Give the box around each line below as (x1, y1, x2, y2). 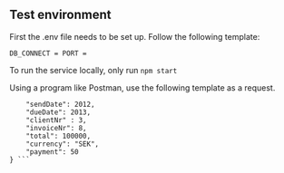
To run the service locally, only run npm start (9, 64, 178, 75)
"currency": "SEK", (25, 139, 100, 149)
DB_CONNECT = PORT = (9, 49, 88, 58)
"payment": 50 (25, 147, 79, 157)
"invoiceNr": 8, (25, 123, 88, 132)
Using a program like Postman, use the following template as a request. (9, 82, 276, 93)
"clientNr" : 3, (25, 115, 88, 125)
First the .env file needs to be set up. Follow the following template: (9, 31, 260, 42)
